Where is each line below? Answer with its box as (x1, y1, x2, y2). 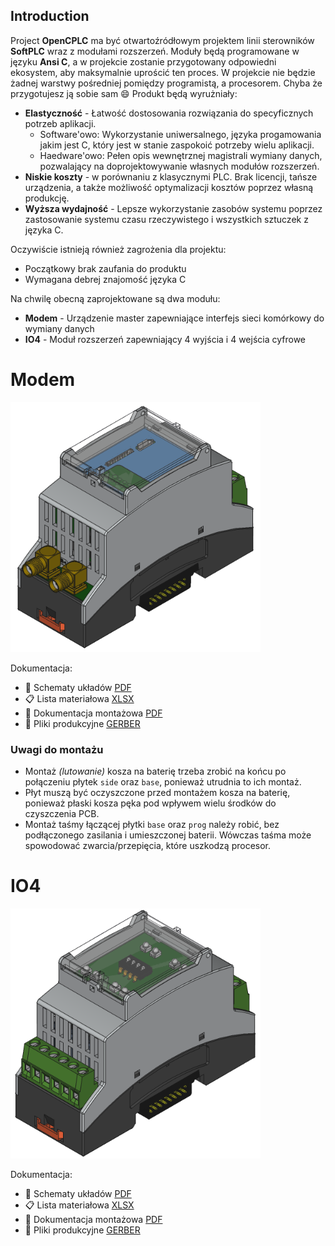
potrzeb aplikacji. (24, 117, 97, 129)
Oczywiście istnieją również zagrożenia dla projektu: (10, 243, 227, 255)
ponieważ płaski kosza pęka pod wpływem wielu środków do (24, 797, 277, 809)
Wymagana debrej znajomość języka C (24, 273, 187, 285)
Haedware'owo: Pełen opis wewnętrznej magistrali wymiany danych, (39, 149, 323, 161)
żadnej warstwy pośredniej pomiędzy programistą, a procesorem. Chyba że (10, 77, 323, 89)
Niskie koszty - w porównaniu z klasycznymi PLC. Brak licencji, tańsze (24, 170, 318, 183)
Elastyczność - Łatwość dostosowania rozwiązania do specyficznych (24, 107, 314, 119)
